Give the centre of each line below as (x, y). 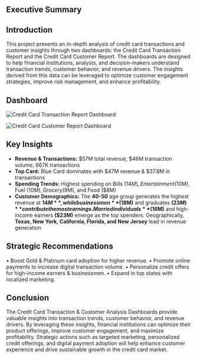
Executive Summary (44, 10)
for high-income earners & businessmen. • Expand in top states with (89, 273)
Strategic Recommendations (60, 247)
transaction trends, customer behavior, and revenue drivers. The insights (94, 69)
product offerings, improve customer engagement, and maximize (85, 331)
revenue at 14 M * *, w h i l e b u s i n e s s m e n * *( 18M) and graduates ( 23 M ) (101, 203)
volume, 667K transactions (47, 165)
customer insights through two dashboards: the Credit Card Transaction (93, 50)
